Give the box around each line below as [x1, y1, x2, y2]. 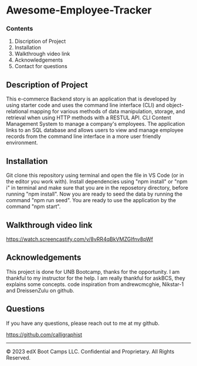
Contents [6, 25, 33, 33]
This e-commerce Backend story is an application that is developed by [6, 95, 177, 103]
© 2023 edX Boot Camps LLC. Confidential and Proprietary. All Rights [6, 348, 175, 355]
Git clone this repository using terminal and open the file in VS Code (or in [6, 172, 184, 179]
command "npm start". [6, 203, 61, 210]
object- [166, 102, 184, 109]
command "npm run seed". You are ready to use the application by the [6, 197, 176, 204]
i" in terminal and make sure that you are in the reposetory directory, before [6, 184, 189, 192]
